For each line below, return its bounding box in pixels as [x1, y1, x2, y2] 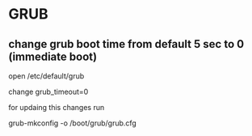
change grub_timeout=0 [8, 87, 89, 96]
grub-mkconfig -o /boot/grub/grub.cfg [8, 118, 137, 128]
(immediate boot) [8, 49, 98, 63]
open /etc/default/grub [8, 71, 85, 81]
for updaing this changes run [8, 103, 105, 112]
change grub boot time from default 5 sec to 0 [8, 37, 245, 51]
